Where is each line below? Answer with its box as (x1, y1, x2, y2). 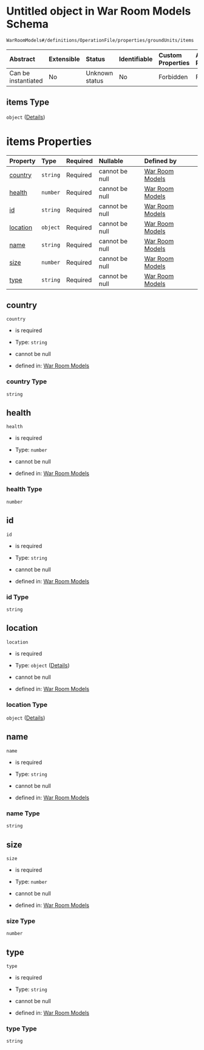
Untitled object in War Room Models (6, 4, 191, 18)
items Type (6, 97, 50, 108)
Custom (158, 50, 182, 59)
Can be (9, 69, 30, 77)
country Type (6, 377, 47, 386)
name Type (6, 809, 41, 818)
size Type (6, 917, 36, 925)
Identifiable (118, 55, 153, 63)
